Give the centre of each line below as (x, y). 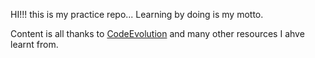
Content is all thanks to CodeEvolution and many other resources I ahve (157, 33)
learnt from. (34, 44)
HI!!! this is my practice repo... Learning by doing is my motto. (137, 14)
